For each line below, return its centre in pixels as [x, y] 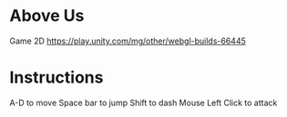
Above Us [47, 16]
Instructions [56, 78]
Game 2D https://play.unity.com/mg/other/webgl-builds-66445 [128, 41]
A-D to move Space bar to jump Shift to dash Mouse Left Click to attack [143, 102]
